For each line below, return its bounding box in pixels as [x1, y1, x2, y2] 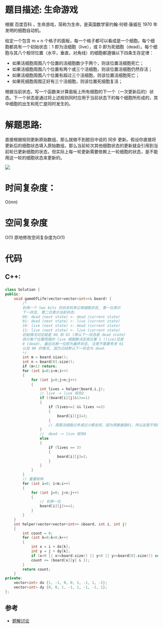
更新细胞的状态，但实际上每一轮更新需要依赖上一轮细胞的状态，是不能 [17, 148, 158, 154]
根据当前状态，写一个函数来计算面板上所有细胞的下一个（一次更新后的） [5, 88, 149, 95]
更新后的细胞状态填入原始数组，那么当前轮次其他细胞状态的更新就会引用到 [5, 143, 154, 148]
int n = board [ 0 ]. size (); [22, 359, 75, 364]
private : [5, 576, 23, 581]
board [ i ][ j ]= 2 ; [57, 454, 88, 459]
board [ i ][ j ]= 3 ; [57, 413, 88, 419]
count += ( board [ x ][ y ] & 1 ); [31, 558, 90, 563]
